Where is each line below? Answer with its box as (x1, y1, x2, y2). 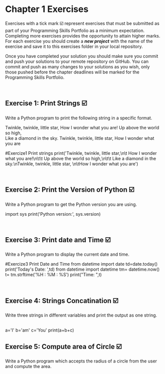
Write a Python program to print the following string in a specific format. (5, 115, 153, 121)
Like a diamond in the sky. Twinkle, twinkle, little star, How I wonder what (5, 135, 155, 141)
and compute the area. (5, 364, 52, 369)
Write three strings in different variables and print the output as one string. (5, 312, 158, 318)
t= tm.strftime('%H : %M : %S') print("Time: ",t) (5, 272, 102, 278)
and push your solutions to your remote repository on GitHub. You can (5, 58, 149, 64)
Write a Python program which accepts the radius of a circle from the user (5, 358, 158, 364)
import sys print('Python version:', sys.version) (5, 211, 101, 217)
